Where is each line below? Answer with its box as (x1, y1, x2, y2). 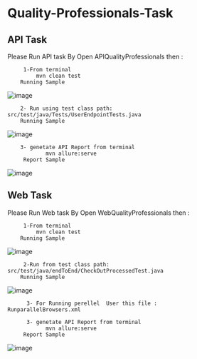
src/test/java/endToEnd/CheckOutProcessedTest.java (7, 267, 164, 274)
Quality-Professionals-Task (7, 5, 174, 21)
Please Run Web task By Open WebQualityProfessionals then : (7, 208, 190, 217)
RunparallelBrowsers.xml (7, 305, 81, 313)
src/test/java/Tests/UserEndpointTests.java (7, 111, 142, 118)
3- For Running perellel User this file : (26, 300, 158, 307)
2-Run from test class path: (23, 261, 110, 268)
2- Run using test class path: (20, 105, 113, 112)
